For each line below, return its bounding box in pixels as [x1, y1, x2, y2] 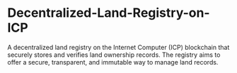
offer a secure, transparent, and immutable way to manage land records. [7, 58, 219, 66]
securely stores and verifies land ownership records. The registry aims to [7, 51, 221, 59]
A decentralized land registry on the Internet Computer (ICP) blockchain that [7, 43, 230, 51]
